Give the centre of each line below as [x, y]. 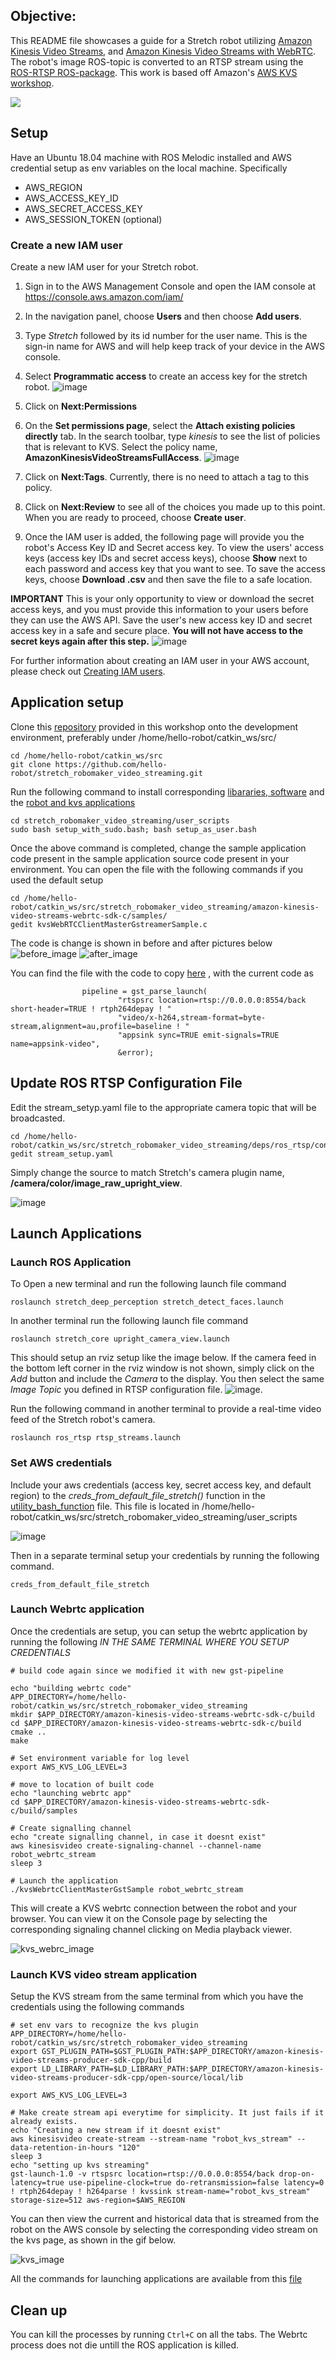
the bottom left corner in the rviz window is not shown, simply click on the [162, 1368]
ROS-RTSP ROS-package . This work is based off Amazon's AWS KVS [154, 72]
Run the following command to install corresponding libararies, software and [167, 791]
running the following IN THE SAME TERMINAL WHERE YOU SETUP [150, 1641]
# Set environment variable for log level [100, 1758]
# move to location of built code [82, 1784]
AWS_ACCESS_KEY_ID [71, 198]
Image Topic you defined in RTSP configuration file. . [136, 1390]
